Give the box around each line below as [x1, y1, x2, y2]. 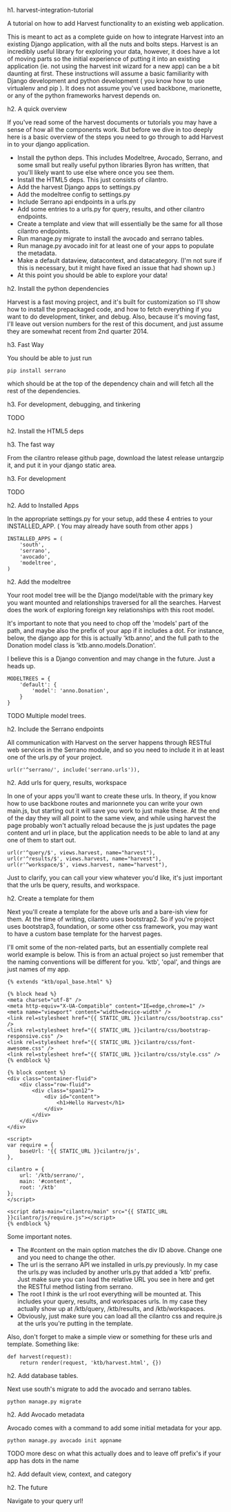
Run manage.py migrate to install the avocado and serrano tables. [17, 234, 205, 243]
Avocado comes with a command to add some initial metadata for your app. [7, 1424, 222, 1432]
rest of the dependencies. [7, 387, 81, 395]
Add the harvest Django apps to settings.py [17, 183, 141, 191]
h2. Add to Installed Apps [7, 501, 79, 509]
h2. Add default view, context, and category [7, 1470, 132, 1478]
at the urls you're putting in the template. [17, 1319, 133, 1327]
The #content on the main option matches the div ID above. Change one [17, 1246, 223, 1254]
